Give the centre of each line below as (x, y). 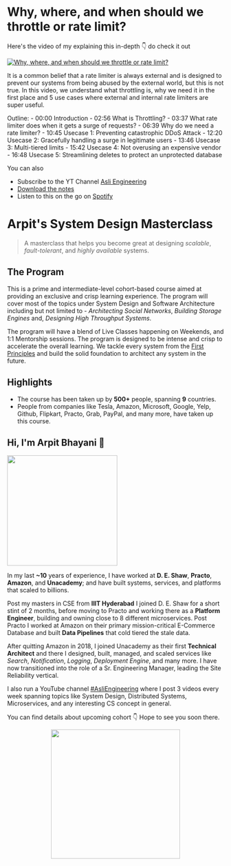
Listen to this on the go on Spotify (65, 196)
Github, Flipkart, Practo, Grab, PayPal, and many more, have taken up (115, 414)
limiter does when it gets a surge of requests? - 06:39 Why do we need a (111, 125)
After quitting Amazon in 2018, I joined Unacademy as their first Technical (112, 646)
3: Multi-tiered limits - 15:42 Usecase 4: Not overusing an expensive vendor (114, 147)
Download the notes (45, 189)
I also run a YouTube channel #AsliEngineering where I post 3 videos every (113, 689)
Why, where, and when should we (106, 12)
